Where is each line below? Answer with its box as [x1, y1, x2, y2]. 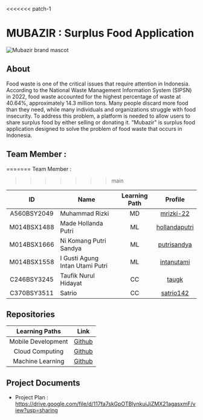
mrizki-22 [160, 209, 190, 218]
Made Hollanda [60, 219, 103, 227]
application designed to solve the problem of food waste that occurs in [6, 125, 182, 132]
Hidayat [60, 279, 83, 287]
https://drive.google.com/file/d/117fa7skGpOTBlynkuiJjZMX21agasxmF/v [14, 400, 196, 408]
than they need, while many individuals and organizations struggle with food [6, 105, 196, 113]
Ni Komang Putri [60, 236, 107, 245]
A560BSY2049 [10, 209, 54, 218]
